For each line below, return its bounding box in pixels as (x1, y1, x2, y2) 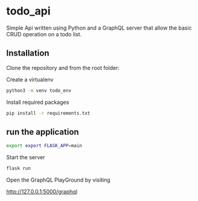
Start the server (6, 154, 45, 161)
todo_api (6, 4, 51, 18)
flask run (6, 165, 31, 171)
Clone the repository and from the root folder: (6, 64, 120, 71)
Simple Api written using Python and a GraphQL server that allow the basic (6, 24, 192, 31)
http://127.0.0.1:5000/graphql (6, 188, 77, 196)
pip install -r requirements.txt (6, 110, 91, 116)
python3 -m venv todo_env (6, 88, 71, 94)
